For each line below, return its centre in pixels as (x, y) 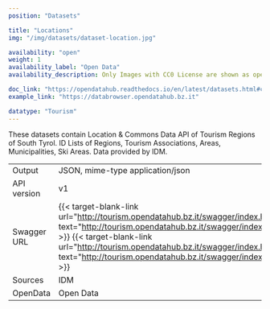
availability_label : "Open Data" (64, 68)
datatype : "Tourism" (43, 111)
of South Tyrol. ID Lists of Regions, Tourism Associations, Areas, (115, 142)
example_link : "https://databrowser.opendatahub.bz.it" (104, 97)
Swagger (29, 232)
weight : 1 (25, 60)
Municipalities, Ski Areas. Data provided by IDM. (88, 151)
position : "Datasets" (45, 16)
